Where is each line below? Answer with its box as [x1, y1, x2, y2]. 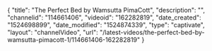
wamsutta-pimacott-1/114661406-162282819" [7, 36, 141, 44]
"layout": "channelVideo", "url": [7, 28, 99, 36]
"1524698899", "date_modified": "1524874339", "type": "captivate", [7, 21, 205, 29]
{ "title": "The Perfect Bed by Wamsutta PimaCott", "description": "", [7, 6, 206, 14]
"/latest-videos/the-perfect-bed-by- [99, 28, 205, 36]
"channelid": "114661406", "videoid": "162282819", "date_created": [7, 13, 201, 22]
